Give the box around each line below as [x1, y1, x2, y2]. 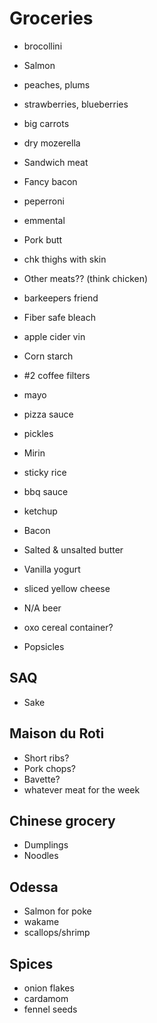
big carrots [23, 117, 70, 129]
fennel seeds [23, 1003, 78, 1015]
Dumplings [23, 839, 69, 851]
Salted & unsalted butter [23, 543, 124, 556]
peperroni [23, 195, 65, 207]
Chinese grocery [9, 812, 116, 829]
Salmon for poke [23, 905, 92, 917]
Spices [9, 955, 54, 972]
